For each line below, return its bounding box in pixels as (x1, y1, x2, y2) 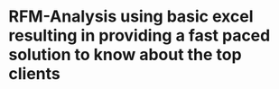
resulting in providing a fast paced (8, 25, 271, 46)
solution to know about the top (8, 45, 242, 65)
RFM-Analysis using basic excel (8, 6, 254, 27)
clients (8, 64, 60, 85)
